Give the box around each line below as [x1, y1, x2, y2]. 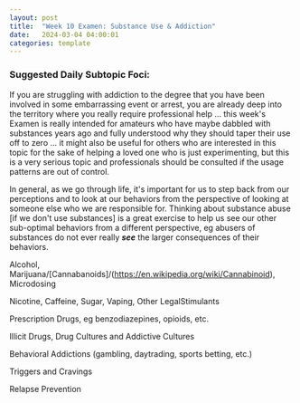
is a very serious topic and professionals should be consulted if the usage [9, 156, 285, 168]
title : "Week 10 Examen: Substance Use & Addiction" [9, 22, 217, 31]
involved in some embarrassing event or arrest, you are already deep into [9, 99, 283, 110]
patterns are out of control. [9, 166, 110, 177]
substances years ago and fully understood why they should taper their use [9, 128, 291, 139]
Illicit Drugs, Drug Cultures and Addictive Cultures [9, 331, 195, 341]
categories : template [9, 38, 91, 48]
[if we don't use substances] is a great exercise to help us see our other [9, 212, 277, 223]
